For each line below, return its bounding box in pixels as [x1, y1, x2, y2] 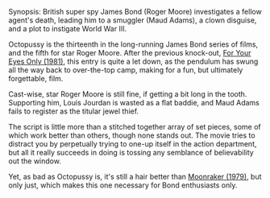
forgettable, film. [8, 74, 64, 83]
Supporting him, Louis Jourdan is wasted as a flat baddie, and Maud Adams [8, 98, 260, 107]
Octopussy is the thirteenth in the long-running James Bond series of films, [8, 39, 259, 49]
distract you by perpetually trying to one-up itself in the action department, [8, 139, 257, 148]
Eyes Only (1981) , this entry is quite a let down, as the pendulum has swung [8, 56, 259, 66]
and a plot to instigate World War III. [8, 24, 127, 33]
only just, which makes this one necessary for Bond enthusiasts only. [8, 180, 238, 190]
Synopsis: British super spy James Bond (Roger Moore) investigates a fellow [8, 7, 262, 16]
